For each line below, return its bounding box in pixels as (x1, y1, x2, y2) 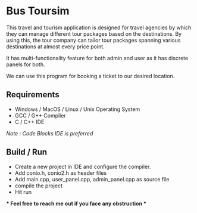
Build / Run (6, 147, 48, 158)
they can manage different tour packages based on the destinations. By (6, 30, 182, 37)
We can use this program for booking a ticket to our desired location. (6, 72, 175, 79)
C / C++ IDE (14, 118, 45, 125)
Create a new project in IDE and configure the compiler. (14, 163, 151, 170)
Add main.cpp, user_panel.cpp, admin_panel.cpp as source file (14, 175, 170, 183)
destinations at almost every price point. (6, 43, 105, 50)
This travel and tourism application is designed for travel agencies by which (6, 24, 192, 31)
